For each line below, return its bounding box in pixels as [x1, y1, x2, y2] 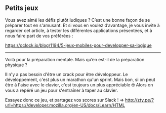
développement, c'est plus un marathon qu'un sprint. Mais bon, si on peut [5, 76, 156, 82]
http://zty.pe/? [125, 97, 154, 103]
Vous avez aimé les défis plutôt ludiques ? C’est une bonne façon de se [5, 17, 150, 23]
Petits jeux [5, 4, 39, 12]
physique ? [5, 62, 28, 68]
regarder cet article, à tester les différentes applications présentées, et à [5, 27, 152, 34]
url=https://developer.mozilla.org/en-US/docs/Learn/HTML [5, 102, 125, 108]
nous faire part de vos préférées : [5, 33, 73, 38]
